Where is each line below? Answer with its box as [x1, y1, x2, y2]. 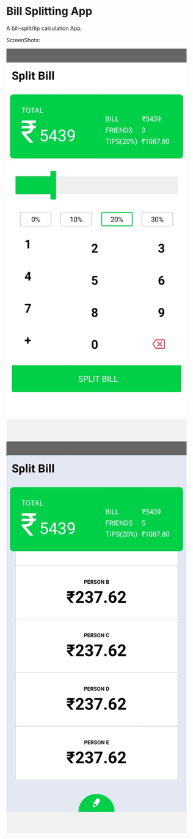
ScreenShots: [6, 36, 41, 43]
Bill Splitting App [6, 4, 93, 18]
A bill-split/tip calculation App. [6, 24, 82, 32]
